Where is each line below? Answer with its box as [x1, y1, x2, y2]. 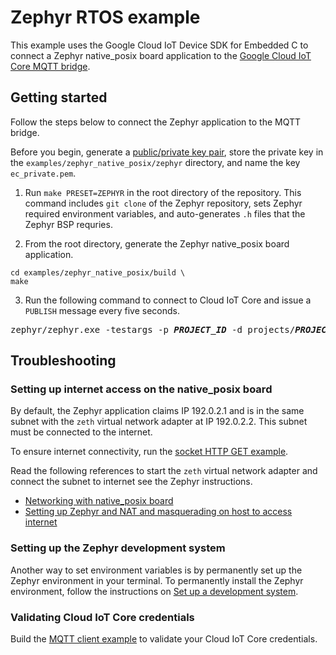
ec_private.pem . [10, 167, 77, 179]
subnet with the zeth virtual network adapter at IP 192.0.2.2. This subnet [10, 416, 308, 428]
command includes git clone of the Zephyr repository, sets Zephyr [24, 197, 303, 209]
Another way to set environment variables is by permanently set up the [10, 564, 303, 576]
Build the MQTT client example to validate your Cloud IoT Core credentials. [10, 633, 318, 645]
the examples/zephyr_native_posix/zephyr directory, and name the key [10, 156, 301, 168]
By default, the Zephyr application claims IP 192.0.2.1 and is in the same [10, 405, 305, 417]
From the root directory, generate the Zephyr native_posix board [24, 237, 290, 250]
